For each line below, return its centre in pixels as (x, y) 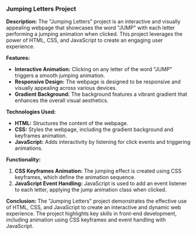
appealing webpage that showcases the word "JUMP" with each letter (90, 28)
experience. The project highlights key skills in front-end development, (92, 214)
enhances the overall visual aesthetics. (61, 100)
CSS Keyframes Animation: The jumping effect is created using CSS (98, 171)
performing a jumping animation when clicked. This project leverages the (94, 34)
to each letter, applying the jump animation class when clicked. (91, 190)
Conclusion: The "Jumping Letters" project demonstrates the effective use (97, 201)
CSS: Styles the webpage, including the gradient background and (94, 130)
